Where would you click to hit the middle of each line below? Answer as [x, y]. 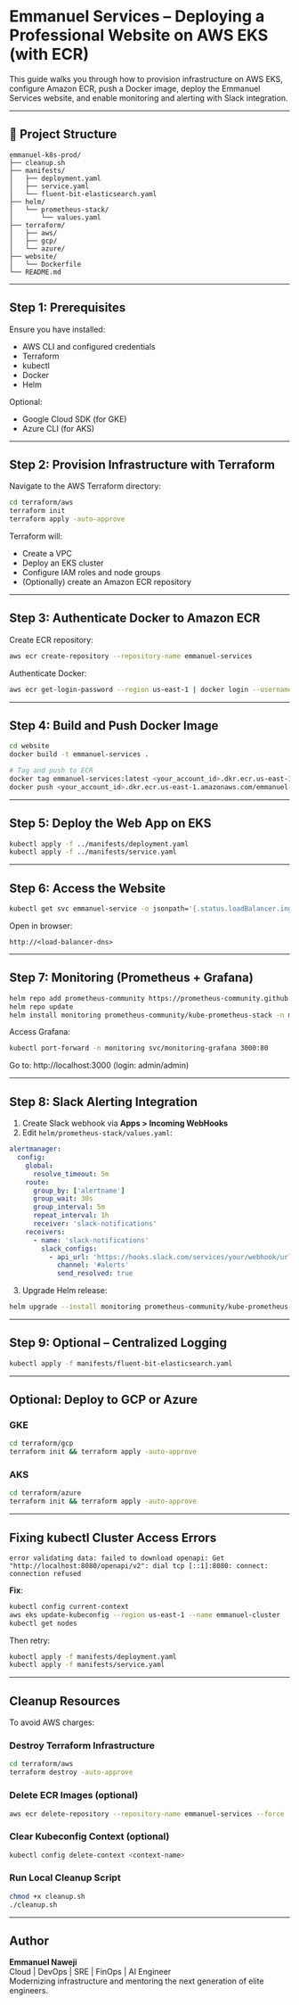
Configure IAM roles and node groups [91, 572]
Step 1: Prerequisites [68, 308]
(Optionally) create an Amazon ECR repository [106, 582]
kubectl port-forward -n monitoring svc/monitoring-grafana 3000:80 [139, 1048]
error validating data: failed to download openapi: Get [117, 1558]
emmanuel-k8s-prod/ [45, 155]
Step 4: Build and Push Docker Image [114, 726]
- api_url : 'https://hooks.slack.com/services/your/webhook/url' [172, 1257]
